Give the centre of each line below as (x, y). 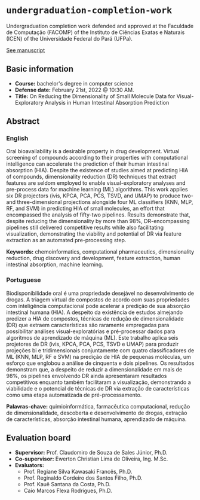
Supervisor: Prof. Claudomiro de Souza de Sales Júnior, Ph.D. (91, 452)
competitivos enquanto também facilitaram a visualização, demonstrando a (99, 382)
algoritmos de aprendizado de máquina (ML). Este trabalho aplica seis (92, 337)
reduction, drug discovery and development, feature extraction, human (93, 258)
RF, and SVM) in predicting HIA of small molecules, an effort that (86, 209)
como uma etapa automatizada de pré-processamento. (74, 395)
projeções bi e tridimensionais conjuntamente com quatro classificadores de (100, 350)
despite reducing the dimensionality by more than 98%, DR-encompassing (98, 221)
